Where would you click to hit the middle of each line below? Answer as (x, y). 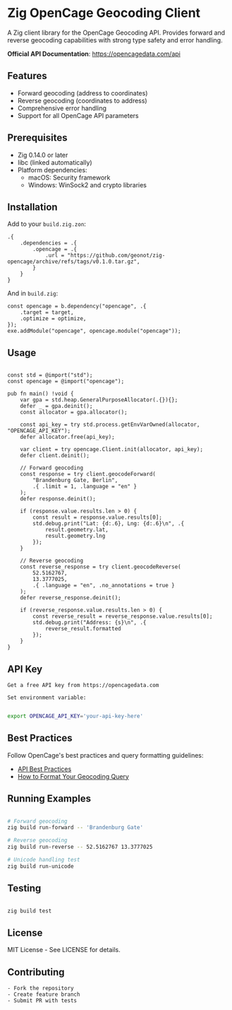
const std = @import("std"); (50, 375)
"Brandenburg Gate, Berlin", (75, 481)
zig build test (30, 911)
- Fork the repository (41, 988)
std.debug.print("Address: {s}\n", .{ (90, 623)
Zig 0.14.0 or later (43, 155)
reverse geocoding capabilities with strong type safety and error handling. (115, 40)
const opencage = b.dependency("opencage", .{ (77, 306)
